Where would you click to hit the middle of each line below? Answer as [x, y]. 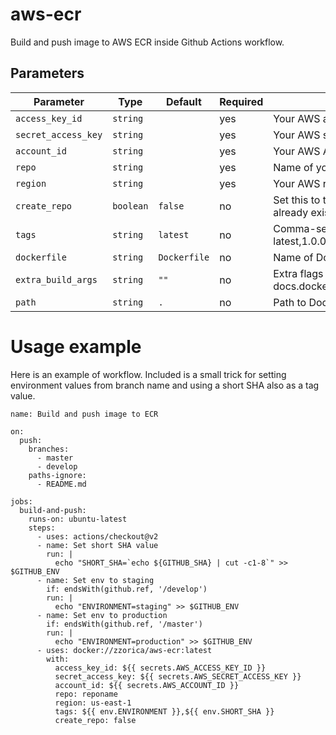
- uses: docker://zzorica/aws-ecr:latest [124, 650]
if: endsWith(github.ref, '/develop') [127, 589]
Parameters [47, 73]
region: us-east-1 [93, 703]
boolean [130, 206]
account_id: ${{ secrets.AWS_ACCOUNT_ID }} [147, 685]
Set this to [297, 200]
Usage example [76, 346]
